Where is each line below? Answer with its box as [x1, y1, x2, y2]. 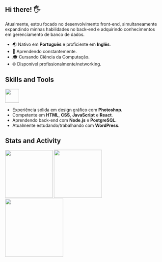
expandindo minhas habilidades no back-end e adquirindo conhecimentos [5, 26, 156, 32]
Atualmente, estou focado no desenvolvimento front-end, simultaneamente [5, 21, 157, 27]
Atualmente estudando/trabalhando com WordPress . [12, 122, 120, 128]
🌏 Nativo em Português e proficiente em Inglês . [12, 41, 111, 47]
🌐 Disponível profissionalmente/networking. [12, 61, 102, 67]
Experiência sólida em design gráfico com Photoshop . [12, 107, 123, 113]
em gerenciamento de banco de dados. [5, 31, 85, 37]
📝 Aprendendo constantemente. [12, 48, 77, 54]
